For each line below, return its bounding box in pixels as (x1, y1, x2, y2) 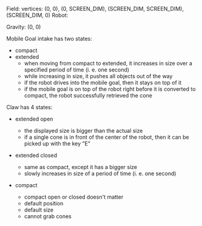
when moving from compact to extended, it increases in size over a (24, 60, 192, 67)
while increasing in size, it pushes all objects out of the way (24, 73, 173, 79)
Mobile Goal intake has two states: (6, 35, 93, 42)
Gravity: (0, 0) (6, 24, 41, 30)
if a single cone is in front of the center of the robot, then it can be (24, 133, 189, 141)
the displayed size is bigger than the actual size (24, 127, 143, 134)
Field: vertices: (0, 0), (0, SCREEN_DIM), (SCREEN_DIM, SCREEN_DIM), (6, 5, 184, 12)
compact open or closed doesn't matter (24, 193, 124, 201)
